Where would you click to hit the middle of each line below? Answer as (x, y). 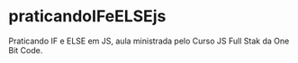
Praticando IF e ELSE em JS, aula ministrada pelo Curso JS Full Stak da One (149, 41)
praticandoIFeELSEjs (87, 16)
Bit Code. (26, 50)
